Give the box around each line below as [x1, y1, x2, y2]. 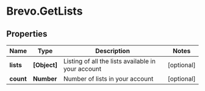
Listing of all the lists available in [63, 57, 156, 65]
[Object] [32, 61, 58, 69]
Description [95, 47, 130, 55]
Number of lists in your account [63, 75, 154, 83]
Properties [6, 29, 48, 39]
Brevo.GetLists [6, 4, 83, 18]
